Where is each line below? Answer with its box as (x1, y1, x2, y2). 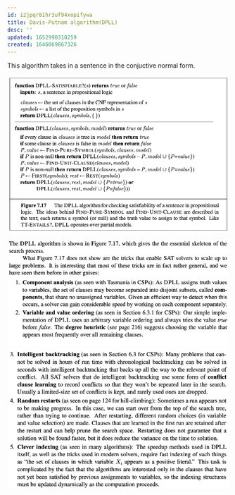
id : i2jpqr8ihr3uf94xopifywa (7, 11, 93, 18)
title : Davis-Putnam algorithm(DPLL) (7, 18, 118, 26)
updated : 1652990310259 (7, 34, 77, 41)
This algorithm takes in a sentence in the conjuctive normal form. (7, 61, 196, 70)
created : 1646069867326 (7, 41, 77, 49)
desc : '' (7, 26, 33, 33)
